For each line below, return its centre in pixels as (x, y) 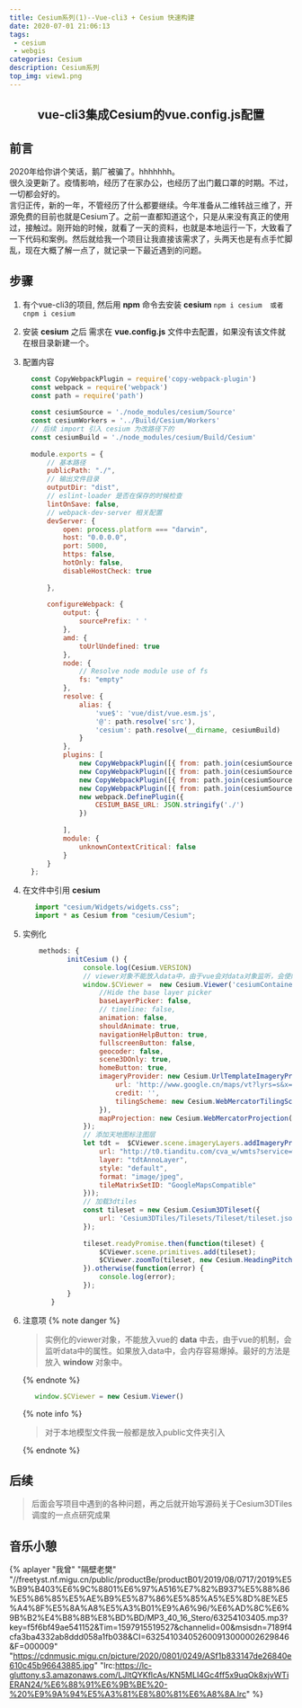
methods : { (59, 951)
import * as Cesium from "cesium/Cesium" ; (115, 916)
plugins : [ (83, 755)
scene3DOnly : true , (135, 1060)
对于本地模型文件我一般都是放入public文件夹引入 (135, 1432)
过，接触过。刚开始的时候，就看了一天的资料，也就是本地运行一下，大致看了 (151, 227)
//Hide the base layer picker (155, 993)
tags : (19, 34)
